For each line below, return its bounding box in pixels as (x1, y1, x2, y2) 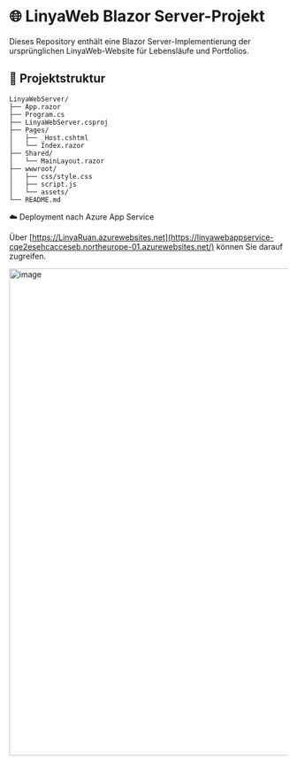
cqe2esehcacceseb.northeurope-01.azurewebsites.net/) (9, 241, 215, 251)
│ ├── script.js (9, 180, 77, 189)
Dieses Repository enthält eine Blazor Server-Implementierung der (9, 35, 251, 46)
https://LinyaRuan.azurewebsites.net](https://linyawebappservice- (32, 232, 274, 243)
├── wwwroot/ (9, 164, 57, 174)
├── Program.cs (9, 110, 65, 119)
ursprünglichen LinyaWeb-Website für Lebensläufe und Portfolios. (9, 45, 249, 56)
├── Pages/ (9, 126, 49, 135)
